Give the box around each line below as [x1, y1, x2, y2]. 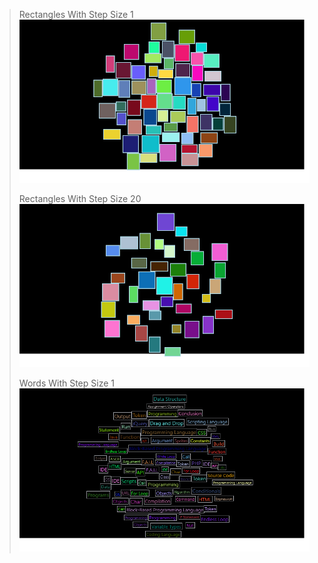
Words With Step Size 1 [18, 377, 115, 389]
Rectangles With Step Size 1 [18, 9, 134, 20]
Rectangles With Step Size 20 [18, 193, 142, 205]
